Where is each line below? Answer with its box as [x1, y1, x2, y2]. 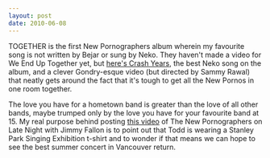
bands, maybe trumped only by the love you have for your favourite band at [8, 107, 260, 117]
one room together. [8, 83, 73, 93]
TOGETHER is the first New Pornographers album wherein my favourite [8, 41, 245, 51]
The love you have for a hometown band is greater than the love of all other [8, 99, 259, 109]
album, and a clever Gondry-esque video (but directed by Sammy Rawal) [8, 67, 251, 76]
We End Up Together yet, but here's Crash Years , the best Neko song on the [8, 58, 262, 68]
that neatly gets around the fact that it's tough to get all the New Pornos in [8, 75, 255, 85]
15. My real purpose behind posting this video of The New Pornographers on [8, 116, 263, 126]
